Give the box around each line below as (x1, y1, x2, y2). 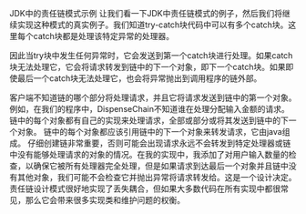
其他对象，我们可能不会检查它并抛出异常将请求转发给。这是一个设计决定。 (16, 172, 297, 182)
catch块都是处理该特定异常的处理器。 (33, 31, 175, 41)
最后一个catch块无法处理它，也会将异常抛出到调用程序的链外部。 (16, 73, 262, 84)
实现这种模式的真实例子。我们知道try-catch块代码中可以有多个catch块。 (16, 19, 289, 30)
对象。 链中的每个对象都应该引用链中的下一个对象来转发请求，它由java (16, 127, 282, 137)
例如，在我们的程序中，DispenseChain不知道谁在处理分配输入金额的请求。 (9, 104, 290, 114)
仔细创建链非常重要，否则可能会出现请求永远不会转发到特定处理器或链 (26, 138, 291, 148)
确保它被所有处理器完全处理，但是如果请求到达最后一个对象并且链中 (33, 160, 289, 171)
